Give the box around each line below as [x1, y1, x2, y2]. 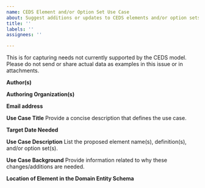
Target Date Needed [6, 126, 59, 133]
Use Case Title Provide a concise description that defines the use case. [6, 115, 187, 122]
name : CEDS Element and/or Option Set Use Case [6, 9, 130, 15]
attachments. [6, 67, 40, 74]
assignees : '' [6, 32, 43, 38]
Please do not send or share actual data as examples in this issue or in [6, 61, 183, 68]
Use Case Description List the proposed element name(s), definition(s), [6, 138, 187, 146]
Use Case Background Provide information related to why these [6, 157, 168, 164]
